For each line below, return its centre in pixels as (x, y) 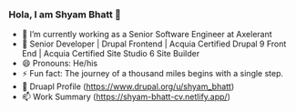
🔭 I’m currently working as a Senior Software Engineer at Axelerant (147, 35)
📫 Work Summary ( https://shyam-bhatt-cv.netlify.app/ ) (126, 97)
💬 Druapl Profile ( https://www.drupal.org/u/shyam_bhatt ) (128, 86)
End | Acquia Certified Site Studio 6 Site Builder (111, 54)
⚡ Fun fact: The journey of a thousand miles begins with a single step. (153, 74)
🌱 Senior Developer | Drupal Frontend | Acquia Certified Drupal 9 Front (154, 44)
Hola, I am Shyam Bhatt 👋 (65, 15)
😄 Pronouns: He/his (59, 64)
